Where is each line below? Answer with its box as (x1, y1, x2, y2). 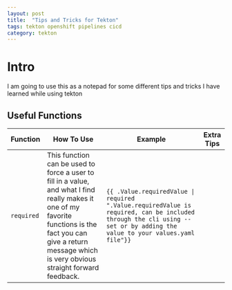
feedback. (47, 271, 80, 281)
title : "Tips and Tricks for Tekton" (7, 17, 119, 24)
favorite (47, 211, 72, 220)
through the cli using (106, 215, 181, 223)
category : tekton (7, 29, 57, 37)
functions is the (47, 219, 97, 229)
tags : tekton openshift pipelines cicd (7, 23, 122, 30)
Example (137, 134, 166, 144)
